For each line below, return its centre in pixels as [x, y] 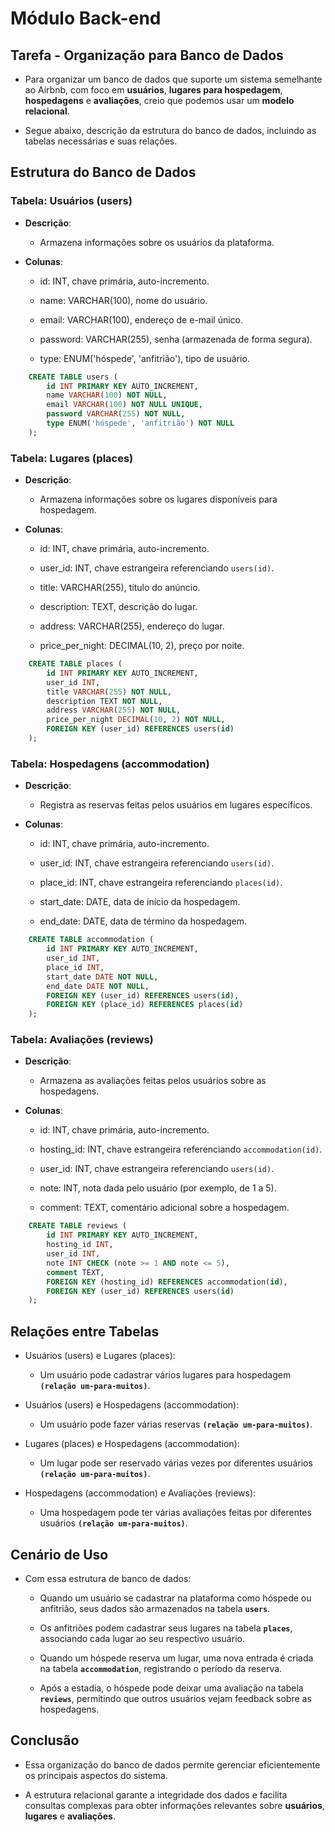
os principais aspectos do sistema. [96, 1775]
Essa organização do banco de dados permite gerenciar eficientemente [172, 1764]
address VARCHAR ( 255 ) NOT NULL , [114, 710]
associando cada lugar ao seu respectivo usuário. [142, 1638]
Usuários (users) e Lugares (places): [100, 1356]
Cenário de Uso [59, 1554]
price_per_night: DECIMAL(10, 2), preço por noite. [142, 646]
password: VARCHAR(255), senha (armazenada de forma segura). [176, 339]
